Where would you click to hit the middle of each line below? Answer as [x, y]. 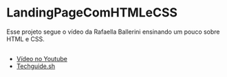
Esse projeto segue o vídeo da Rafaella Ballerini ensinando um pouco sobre [113, 32]
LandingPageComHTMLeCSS [92, 13]
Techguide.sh [36, 66]
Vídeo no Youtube [42, 59]
